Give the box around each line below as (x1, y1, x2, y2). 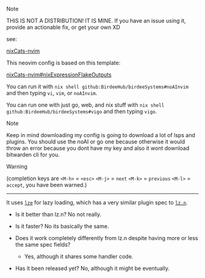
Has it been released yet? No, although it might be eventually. (15, 265, 170, 272)
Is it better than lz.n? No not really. (15, 211, 102, 218)
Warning (6, 163, 27, 170)
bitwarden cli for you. (6, 151, 60, 158)
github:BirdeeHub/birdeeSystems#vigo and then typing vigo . (6, 108, 157, 115)
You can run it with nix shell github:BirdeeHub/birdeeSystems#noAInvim (6, 83, 189, 90)
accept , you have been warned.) (6, 181, 87, 189)
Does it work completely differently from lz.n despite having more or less (15, 235, 198, 241)
